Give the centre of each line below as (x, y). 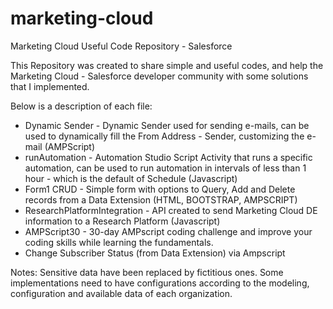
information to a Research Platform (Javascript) (122, 221)
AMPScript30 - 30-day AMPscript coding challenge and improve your (168, 231)
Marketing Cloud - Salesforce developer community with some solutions (159, 76)
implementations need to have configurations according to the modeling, (160, 283)
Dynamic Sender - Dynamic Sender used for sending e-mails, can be (167, 125)
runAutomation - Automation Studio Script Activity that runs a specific (168, 157)
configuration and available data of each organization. (121, 293)
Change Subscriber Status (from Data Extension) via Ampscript (155, 253)
